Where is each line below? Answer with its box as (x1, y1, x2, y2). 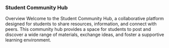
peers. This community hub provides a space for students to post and (5, 26, 151, 32)
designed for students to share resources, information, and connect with (5, 21, 157, 27)
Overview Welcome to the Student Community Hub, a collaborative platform (5, 16, 164, 22)
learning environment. (5, 37, 51, 43)
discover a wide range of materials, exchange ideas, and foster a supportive (5, 32, 164, 38)
